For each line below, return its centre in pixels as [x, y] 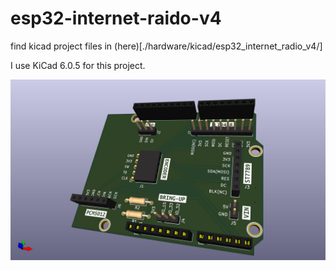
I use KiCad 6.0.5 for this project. [78, 65]
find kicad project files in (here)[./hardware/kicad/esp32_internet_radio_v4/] [166, 46]
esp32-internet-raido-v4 [116, 18]
